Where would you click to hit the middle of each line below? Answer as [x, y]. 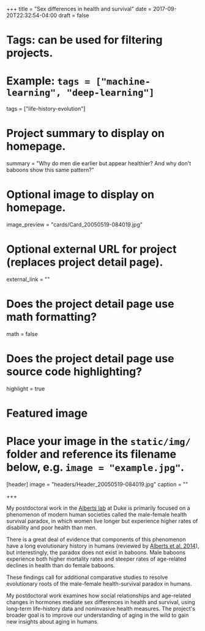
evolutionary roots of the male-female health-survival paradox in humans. [99, 583]
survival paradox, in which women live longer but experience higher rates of [102, 521]
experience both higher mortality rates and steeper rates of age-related [96, 559]
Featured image [47, 413]
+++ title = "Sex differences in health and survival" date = [79, 9]
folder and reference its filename [91, 454]
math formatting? [51, 317]
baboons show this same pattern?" [50, 170]
